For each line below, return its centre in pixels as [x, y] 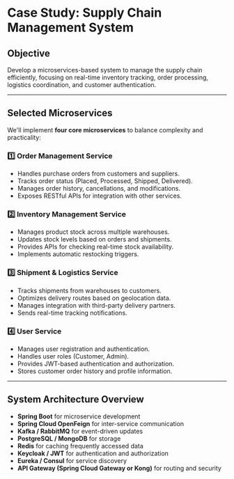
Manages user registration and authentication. [84, 349]
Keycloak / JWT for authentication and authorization [93, 453]
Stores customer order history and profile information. [95, 371]
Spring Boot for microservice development [79, 416]
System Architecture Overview [76, 399]
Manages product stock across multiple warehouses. [93, 232]
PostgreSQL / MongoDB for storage [69, 438]
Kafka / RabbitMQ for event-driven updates [80, 431]
